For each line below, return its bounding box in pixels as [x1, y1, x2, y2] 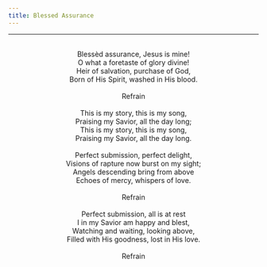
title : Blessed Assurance [8, 11, 94, 20]
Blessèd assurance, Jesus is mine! [76, 49, 191, 59]
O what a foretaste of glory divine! [77, 57, 190, 67]
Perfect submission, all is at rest [81, 209, 186, 219]
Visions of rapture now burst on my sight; [66, 158, 201, 168]
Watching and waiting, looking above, [72, 226, 195, 235]
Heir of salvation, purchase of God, [75, 66, 192, 75]
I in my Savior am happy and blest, [76, 217, 191, 227]
